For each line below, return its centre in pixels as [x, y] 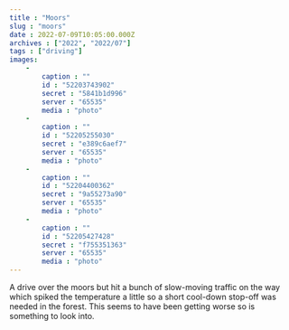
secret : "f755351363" [84, 245]
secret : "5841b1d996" [84, 93]
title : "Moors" [40, 18]
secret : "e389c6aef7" [84, 144]
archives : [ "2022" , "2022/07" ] [70, 43]
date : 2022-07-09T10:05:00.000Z [72, 34]
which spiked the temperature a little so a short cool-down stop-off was [143, 297]
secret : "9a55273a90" [84, 194]
